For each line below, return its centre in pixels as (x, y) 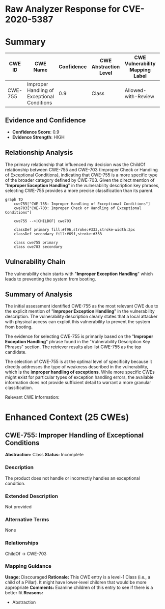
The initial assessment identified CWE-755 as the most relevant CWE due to (82, 306)
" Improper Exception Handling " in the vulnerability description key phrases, (82, 185)
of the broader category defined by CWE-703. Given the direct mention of (80, 180)
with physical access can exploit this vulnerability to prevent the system (78, 322)
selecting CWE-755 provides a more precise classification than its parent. (79, 191)
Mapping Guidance (28, 566)
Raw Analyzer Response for (63, 9)
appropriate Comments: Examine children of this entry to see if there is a (79, 587)
